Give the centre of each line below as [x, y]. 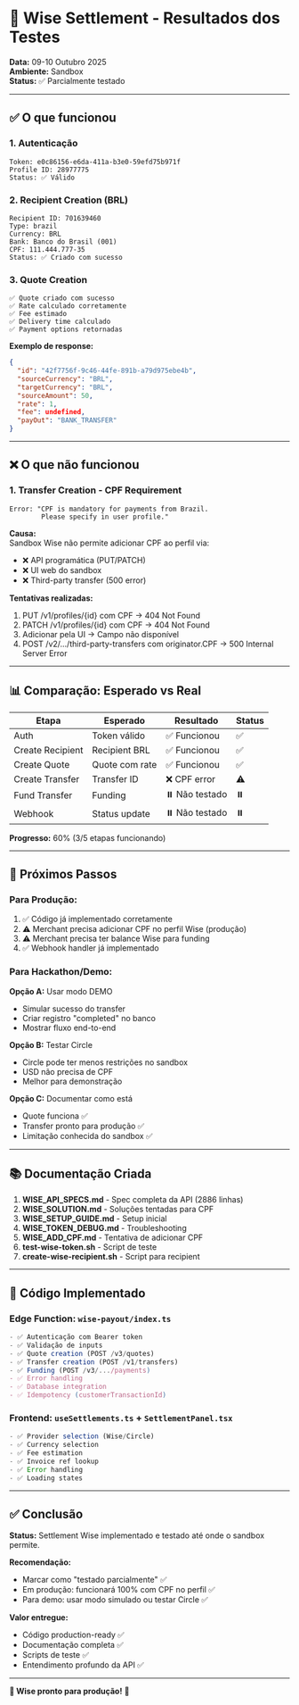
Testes [35, 37]
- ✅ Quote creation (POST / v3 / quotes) [82, 1353]
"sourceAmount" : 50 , [55, 395]
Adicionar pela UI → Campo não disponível [101, 634]
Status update [121, 814]
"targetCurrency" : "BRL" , [65, 387]
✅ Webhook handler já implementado [90, 948]
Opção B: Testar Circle [51, 1044]
